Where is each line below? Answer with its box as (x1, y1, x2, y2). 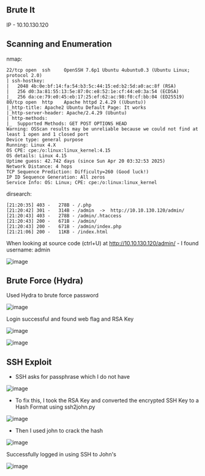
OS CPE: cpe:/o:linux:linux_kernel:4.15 (6, 147, 111, 154)
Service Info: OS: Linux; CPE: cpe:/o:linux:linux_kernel (6, 179, 157, 185)
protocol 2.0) (6, 72, 43, 78)
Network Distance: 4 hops (6, 163, 72, 169)
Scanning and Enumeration (6, 39, 112, 50)
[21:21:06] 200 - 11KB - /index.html (6, 229, 108, 235)
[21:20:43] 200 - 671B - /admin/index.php (6, 223, 122, 229)
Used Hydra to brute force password (6, 292, 99, 299)
